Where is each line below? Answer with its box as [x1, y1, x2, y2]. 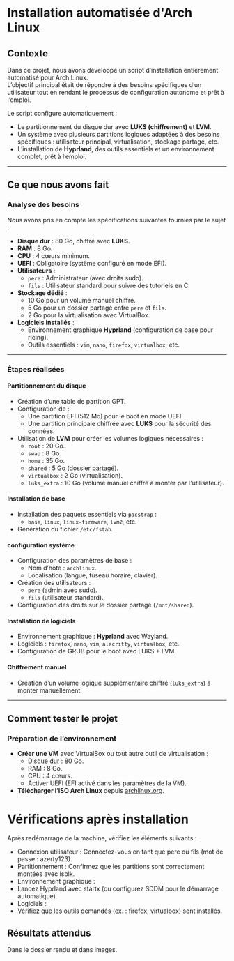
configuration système [7, 540, 75, 549]
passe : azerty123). [17, 855, 72, 863]
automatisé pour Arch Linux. [7, 73, 88, 82]
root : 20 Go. [27, 441, 65, 450]
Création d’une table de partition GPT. [17, 397, 126, 405]
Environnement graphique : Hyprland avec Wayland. [17, 633, 169, 641]
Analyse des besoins [7, 200, 80, 210]
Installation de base [7, 494, 65, 503]
